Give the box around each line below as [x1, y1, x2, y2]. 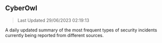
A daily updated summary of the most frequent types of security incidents [5, 27, 158, 33]
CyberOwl [5, 4, 37, 12]
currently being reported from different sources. [5, 32, 104, 38]
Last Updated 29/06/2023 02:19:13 [17, 17, 90, 23]
